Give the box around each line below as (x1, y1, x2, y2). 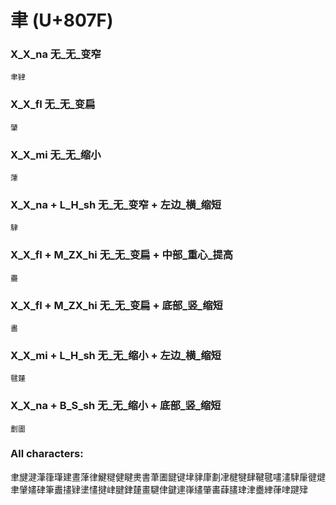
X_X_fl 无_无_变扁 (10, 97, 96, 111)
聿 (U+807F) (10, 9, 114, 32)
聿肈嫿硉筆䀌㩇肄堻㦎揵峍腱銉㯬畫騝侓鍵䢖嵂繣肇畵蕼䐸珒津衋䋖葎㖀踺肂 (10, 483, 308, 495)
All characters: (10, 447, 84, 461)
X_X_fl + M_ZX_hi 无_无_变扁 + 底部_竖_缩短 (10, 298, 223, 312)
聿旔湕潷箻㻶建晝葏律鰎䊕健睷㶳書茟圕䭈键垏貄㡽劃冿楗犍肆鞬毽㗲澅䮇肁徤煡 (10, 471, 326, 483)
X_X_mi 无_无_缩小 (10, 147, 102, 161)
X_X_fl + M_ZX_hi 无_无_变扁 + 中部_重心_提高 (10, 248, 234, 262)
